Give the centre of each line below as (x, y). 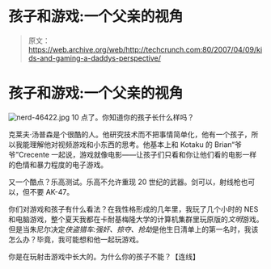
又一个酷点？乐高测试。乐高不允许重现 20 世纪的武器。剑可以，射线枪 (125, 182)
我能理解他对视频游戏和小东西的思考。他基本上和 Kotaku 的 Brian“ (125, 144)
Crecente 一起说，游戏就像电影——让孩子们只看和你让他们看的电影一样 (138, 154)
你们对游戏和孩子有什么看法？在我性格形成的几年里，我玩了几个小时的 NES (133, 209)
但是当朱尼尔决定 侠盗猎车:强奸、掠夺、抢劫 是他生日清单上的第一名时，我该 (133, 229)
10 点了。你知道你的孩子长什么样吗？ (133, 117)
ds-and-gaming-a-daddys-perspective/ (95, 58)
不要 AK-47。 (52, 191)
